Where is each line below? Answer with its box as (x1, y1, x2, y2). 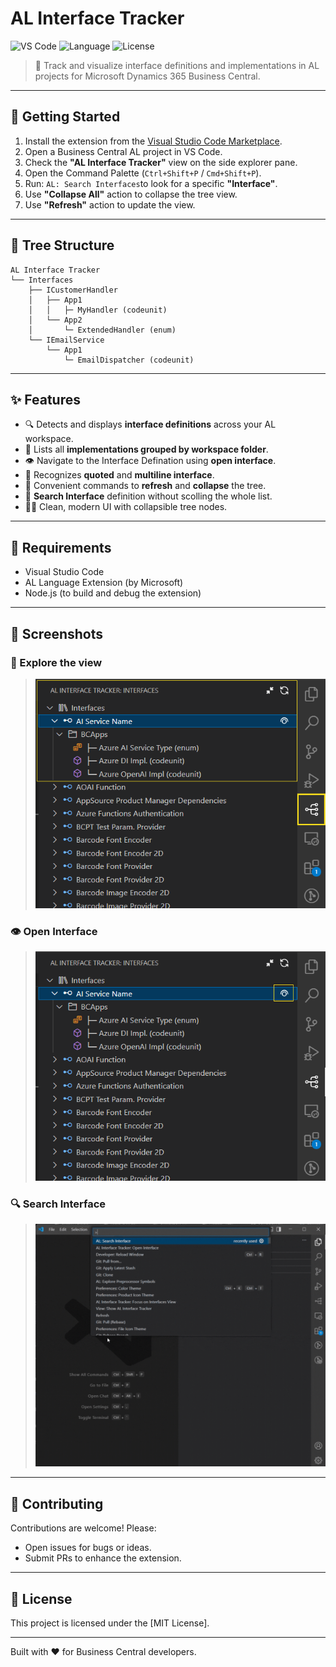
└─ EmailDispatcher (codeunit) (63, 355, 195, 365)
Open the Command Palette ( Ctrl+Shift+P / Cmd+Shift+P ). (24, 167, 262, 179)
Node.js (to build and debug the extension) (24, 587, 202, 599)
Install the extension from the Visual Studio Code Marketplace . (24, 135, 283, 147)
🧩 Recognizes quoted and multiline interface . (24, 469, 215, 481)
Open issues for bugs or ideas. (24, 1542, 152, 1554)
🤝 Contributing (10, 1495, 104, 1512)
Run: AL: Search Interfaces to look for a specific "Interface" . (24, 177, 278, 189)
